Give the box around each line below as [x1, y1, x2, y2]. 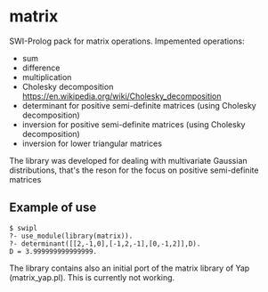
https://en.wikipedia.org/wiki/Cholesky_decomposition [21, 91, 222, 101]
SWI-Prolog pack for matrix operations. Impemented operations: [9, 36, 245, 46]
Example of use [9, 200, 97, 215]
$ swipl [9, 223, 38, 232]
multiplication [21, 71, 72, 82]
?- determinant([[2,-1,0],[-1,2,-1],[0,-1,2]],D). [9, 239, 201, 248]
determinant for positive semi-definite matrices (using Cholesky [21, 100, 256, 110]
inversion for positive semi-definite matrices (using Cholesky [21, 118, 246, 130]
